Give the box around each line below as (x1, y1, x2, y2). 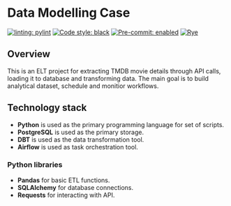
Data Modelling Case (7, 5, 131, 21)
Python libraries (7, 160, 63, 170)
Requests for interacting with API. (17, 191, 115, 199)
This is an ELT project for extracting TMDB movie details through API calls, (7, 66, 221, 75)
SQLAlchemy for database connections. (17, 183, 134, 191)
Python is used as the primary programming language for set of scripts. (17, 120, 225, 128)
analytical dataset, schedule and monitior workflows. (7, 82, 159, 90)
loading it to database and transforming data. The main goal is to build (7, 74, 209, 82)
